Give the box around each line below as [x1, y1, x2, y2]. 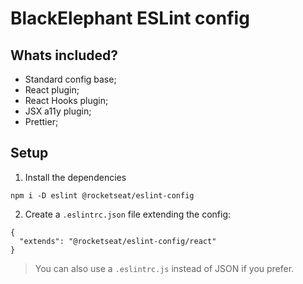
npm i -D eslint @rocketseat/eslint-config [10, 190, 195, 201]
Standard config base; [24, 73, 117, 85]
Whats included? [10, 47, 118, 64]
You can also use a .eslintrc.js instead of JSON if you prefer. [34, 262, 295, 274]
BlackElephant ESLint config [10, 7, 250, 30]
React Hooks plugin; [24, 95, 109, 106]
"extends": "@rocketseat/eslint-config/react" [19, 236, 217, 246]
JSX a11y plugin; [24, 105, 92, 117]
